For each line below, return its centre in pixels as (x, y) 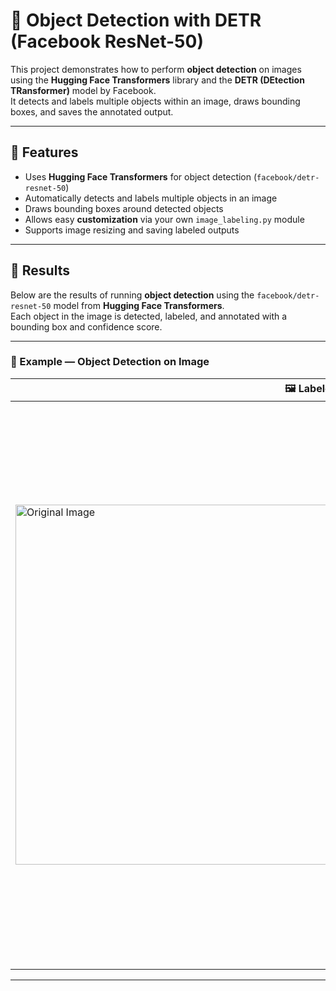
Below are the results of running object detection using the (132, 295)
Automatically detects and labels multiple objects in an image (151, 198)
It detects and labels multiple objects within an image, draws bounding (155, 101)
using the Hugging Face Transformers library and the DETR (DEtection (157, 80)
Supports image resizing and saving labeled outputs (132, 230)
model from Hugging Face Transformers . (139, 305)
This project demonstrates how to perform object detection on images (156, 69)
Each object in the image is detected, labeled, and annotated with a (149, 316)
